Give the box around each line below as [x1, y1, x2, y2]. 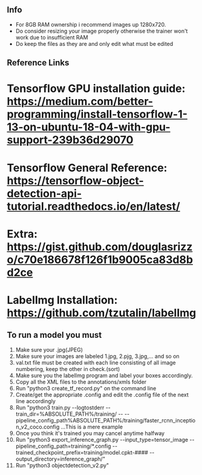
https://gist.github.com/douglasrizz [7, 240, 193, 253]
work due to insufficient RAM [15, 33, 88, 41]
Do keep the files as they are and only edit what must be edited [15, 40, 174, 47]
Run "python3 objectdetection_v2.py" [15, 462, 109, 469]
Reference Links [7, 57, 70, 68]
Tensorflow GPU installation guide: [7, 82, 186, 95]
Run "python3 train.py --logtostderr [15, 404, 105, 411]
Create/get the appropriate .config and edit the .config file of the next [15, 391, 189, 398]
